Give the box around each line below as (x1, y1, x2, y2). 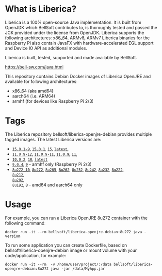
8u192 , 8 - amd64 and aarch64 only (12, 182, 82, 188)
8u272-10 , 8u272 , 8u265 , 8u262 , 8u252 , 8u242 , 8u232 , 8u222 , (12, 166, 124, 172)
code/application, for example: (5, 252, 66, 258)
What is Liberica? (5, 3, 77, 15)
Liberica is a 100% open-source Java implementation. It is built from (5, 19, 142, 25)
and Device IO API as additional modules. (5, 45, 87, 51)
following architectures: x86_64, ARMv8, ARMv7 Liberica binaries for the (5, 35, 150, 41)
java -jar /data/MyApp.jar (50, 266, 105, 271)
